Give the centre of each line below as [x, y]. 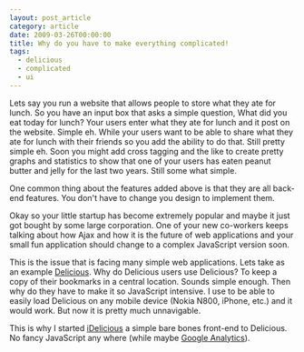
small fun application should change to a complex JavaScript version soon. [150, 244]
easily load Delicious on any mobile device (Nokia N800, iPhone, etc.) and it [151, 300]
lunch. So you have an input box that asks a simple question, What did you [148, 112]
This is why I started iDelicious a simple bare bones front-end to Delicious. [148, 327]
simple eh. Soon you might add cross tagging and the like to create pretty [147, 151]
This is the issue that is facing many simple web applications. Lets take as [147, 262]
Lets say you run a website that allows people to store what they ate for [143, 103]
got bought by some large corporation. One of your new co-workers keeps [149, 225]
